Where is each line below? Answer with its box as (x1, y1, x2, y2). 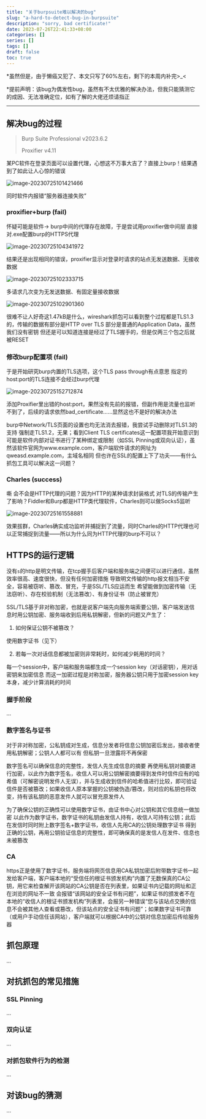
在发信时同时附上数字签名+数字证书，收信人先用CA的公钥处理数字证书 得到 (6, 821, 196, 829)
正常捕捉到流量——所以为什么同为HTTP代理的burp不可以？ (11, 530, 162, 538)
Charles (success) (6, 475, 63, 484)
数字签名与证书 (6, 726, 51, 735)
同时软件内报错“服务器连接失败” (6, 192, 87, 199)
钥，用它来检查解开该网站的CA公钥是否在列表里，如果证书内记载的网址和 (6, 882, 191, 890)
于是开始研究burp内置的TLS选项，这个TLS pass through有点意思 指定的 (6, 368, 188, 375)
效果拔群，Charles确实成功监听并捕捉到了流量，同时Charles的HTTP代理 (6, 522, 189, 530)
